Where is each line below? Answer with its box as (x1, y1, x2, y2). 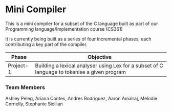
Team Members (5, 83, 45, 91)
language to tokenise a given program (35, 68, 126, 75)
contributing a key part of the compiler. (5, 41, 88, 47)
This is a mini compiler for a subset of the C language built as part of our (5, 20, 158, 27)
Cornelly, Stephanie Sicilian (5, 101, 63, 107)
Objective (88, 53, 112, 60)
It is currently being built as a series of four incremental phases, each (5, 36, 152, 42)
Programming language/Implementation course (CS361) (5, 26, 123, 32)
